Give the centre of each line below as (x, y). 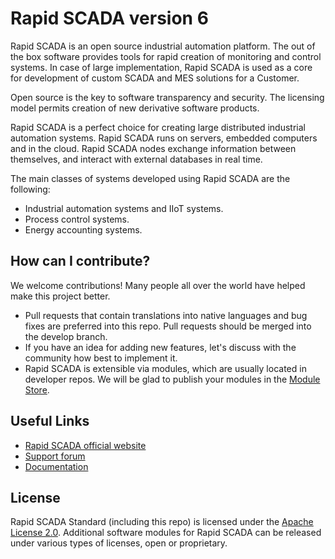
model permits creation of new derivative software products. (135, 108)
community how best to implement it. (101, 358)
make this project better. (60, 296)
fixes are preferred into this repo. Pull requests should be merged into (168, 326)
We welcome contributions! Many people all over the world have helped (158, 285)
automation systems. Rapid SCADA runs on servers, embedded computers (164, 138)
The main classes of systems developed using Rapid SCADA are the (150, 178)
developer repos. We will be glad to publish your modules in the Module (172, 379)
